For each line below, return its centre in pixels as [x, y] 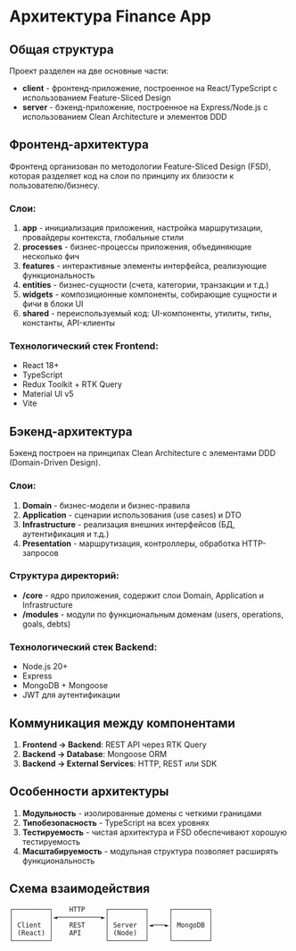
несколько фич [51, 257]
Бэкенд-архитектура [71, 431]
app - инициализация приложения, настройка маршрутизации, [142, 228]
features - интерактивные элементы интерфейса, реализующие [144, 266]
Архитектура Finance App [110, 17]
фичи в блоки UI [53, 304]
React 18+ [41, 366]
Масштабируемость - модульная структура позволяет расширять [150, 851]
